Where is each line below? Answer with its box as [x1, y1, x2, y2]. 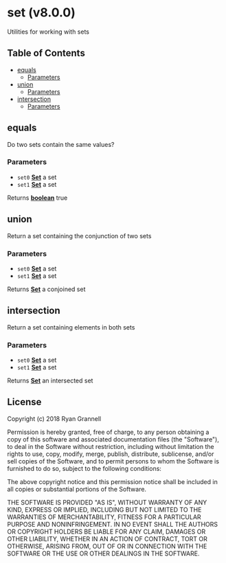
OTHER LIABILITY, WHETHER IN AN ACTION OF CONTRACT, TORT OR [7, 534, 207, 543]
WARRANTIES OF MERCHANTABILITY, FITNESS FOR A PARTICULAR [7, 513, 201, 521]
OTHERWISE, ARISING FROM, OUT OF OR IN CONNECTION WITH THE [7, 542, 207, 550]
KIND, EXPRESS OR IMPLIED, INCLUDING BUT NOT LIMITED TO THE [7, 505, 202, 514]
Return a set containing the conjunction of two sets [7, 231, 152, 240]
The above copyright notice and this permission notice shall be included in [7, 477, 218, 485]
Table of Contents [7, 47, 86, 59]
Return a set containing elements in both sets [7, 323, 135, 331]
